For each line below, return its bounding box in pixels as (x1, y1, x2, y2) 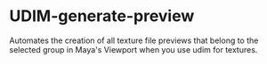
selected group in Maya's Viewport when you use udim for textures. (9, 44, 258, 54)
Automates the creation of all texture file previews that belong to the (9, 35, 259, 46)
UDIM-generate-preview (9, 6, 195, 26)
